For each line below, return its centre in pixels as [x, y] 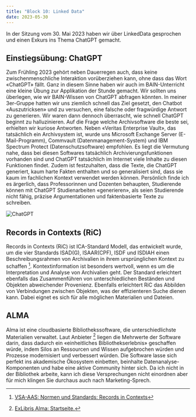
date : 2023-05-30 [27, 17]
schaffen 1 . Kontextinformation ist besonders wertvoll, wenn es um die [90, 266]
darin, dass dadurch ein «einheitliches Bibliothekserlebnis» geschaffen [91, 343]
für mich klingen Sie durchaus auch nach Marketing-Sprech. [78, 380]
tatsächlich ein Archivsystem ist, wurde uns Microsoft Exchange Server [92, 135]
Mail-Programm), [27, 140]
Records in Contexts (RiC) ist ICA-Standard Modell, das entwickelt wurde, [94, 247]
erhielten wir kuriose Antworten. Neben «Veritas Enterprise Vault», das [91, 128]
